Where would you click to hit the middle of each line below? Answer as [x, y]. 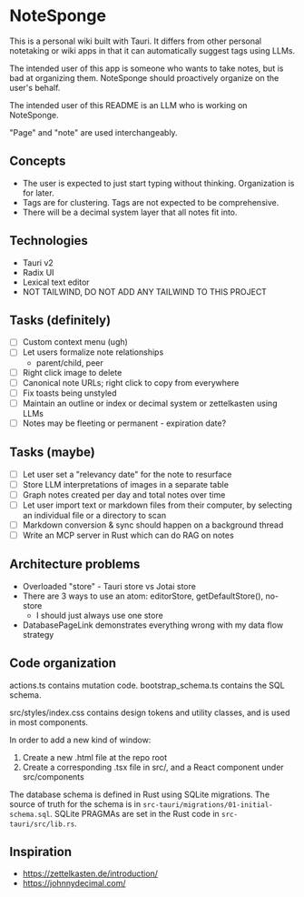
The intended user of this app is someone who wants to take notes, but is [147, 68]
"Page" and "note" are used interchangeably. [94, 132]
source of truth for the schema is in [75, 804]
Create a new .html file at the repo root [95, 757]
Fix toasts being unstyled [69, 393]
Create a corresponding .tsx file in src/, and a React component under [153, 767]
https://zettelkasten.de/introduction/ [90, 873]
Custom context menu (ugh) [75, 342]
